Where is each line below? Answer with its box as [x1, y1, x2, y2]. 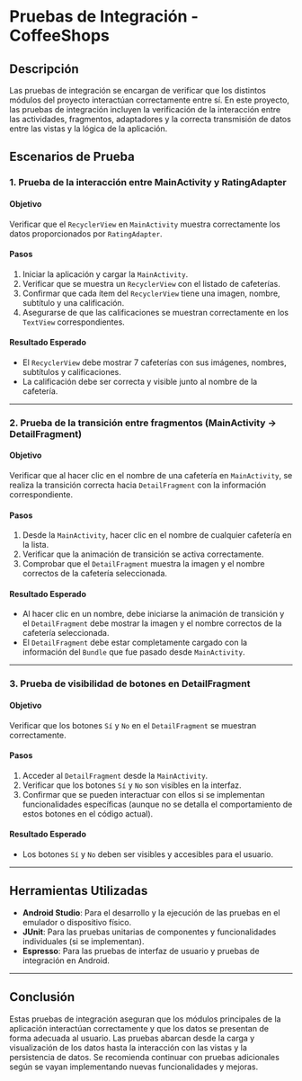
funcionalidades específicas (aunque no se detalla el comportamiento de [22, 799, 293, 809]
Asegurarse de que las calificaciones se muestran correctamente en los [22, 307, 289, 317]
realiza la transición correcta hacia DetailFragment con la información [9, 479, 267, 491]
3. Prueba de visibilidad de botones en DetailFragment [9, 677, 251, 690]
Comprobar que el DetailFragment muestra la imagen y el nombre [22, 558, 265, 569]
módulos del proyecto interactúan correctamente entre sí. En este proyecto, [9, 94, 290, 105]
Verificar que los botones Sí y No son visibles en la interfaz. [22, 780, 242, 791]
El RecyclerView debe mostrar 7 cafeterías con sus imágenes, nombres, [22, 357, 287, 368]
